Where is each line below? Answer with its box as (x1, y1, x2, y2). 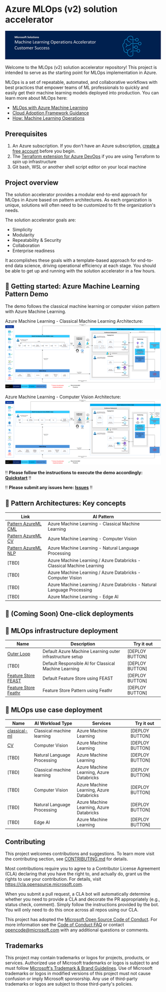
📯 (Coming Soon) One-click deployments (5, 610, 134, 618)
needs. (5, 208, 19, 213)
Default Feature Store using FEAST (42, 675, 114, 681)
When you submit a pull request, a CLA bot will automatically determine (5, 891, 151, 897)
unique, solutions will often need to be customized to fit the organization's (5, 202, 156, 208)
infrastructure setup (42, 653, 83, 659)
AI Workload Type (34, 720, 73, 726)
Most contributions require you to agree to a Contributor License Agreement (5, 865, 160, 872)
